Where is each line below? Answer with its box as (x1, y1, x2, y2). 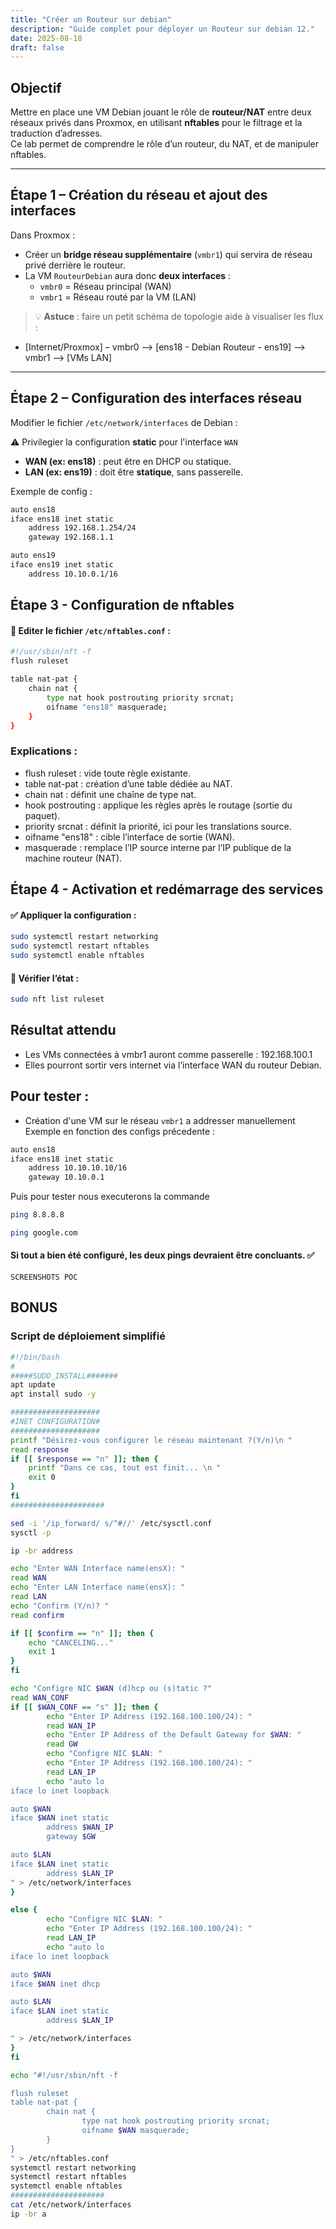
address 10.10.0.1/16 (28, 569, 118, 579)
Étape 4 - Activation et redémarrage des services (10, 881, 324, 898)
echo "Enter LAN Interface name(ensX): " (10, 1582, 186, 1593)
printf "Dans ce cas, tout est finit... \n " (28, 1463, 222, 1473)
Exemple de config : (10, 485, 93, 497)
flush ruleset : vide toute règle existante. (24, 767, 191, 779)
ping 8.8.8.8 (10, 1210, 65, 1220)
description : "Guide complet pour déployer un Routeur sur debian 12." (10, 24, 315, 34)
